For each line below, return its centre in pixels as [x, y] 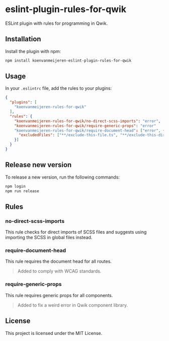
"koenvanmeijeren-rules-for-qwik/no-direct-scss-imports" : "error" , [88, 121]
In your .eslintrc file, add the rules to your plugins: [59, 88]
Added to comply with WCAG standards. [59, 271]
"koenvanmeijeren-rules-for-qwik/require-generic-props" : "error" [85, 126]
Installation [23, 39]
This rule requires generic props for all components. [59, 295]
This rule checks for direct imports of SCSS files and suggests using [76, 232]
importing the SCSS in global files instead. [49, 238]
